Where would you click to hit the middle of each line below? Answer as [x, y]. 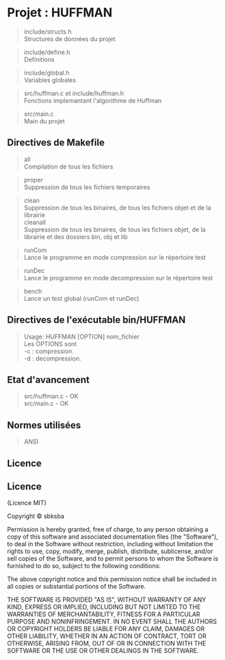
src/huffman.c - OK [51, 396]
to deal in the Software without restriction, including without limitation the [110, 544]
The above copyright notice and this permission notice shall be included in [112, 579]
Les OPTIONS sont [50, 343]
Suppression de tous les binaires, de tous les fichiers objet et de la [117, 208]
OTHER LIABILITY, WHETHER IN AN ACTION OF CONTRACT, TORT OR [107, 636]
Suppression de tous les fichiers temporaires [87, 187]
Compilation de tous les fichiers [68, 167]
